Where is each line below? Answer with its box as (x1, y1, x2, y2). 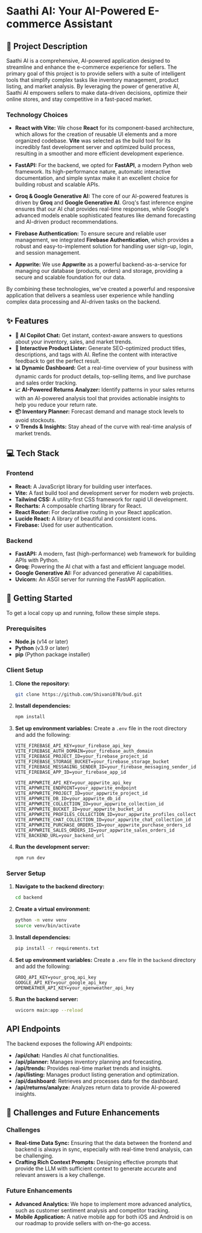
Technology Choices (6, 110, 68, 119)
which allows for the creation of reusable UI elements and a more (14, 131, 177, 138)
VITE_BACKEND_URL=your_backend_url (14, 833, 105, 839)
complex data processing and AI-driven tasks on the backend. (6, 298, 161, 305)
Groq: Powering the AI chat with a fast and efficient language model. (14, 563, 186, 570)
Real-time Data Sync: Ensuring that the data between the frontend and (14, 1139, 192, 1147)
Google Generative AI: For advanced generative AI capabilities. (14, 569, 173, 577)
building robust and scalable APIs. (14, 181, 100, 188)
